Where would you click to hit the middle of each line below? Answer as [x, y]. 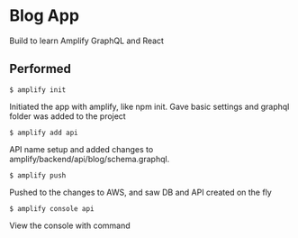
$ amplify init [38, 90]
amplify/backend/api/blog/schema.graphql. [90, 159]
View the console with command [70, 225]
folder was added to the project [68, 116]
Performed [41, 69]
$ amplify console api [52, 208]
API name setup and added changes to [81, 149]
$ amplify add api [44, 133]
